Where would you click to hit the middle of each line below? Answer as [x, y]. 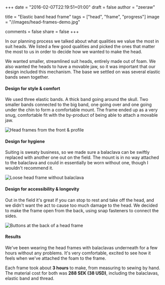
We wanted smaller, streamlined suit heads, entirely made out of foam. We [81, 61]
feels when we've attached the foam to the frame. [56, 258]
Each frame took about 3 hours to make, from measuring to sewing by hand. [83, 268]
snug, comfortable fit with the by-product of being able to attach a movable [82, 115]
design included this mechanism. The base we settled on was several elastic [83, 72]
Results [13, 237]
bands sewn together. [27, 77]
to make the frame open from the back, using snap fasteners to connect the [82, 210]
